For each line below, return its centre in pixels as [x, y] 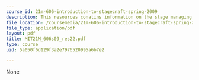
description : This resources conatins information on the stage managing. [100, 17]
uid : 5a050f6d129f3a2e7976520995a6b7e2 [55, 50]
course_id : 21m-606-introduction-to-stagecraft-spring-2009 [82, 11]
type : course [22, 45]
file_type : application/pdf [41, 28]
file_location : [25, 22]
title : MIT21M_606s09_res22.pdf [46, 39]
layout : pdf [21, 34]
